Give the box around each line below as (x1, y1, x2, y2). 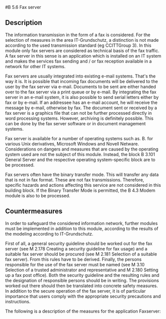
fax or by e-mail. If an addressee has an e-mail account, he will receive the (5, 99, 158, 105)
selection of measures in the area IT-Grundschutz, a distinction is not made (5, 37, 159, 43)
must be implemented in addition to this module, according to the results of (5, 226, 159, 232)
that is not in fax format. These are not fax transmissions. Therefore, (5, 176, 145, 183)
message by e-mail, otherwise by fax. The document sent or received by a (5, 104, 157, 111)
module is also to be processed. (5, 192, 70, 198)
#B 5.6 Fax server (5, 4, 41, 10)
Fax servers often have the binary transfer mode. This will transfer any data (5, 171, 159, 177)
